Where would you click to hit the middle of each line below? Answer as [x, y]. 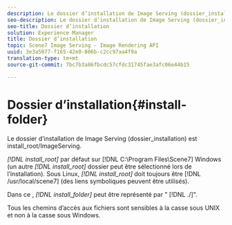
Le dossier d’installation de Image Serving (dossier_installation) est [102, 138]
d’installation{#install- [121, 105]
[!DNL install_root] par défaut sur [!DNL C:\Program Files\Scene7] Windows [114, 159]
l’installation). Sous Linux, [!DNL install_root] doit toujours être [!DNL [104, 173]
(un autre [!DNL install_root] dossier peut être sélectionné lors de [99, 167]
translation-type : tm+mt [43, 58]
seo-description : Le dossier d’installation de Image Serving [98, 20]
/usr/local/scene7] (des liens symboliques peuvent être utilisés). [98, 181]
